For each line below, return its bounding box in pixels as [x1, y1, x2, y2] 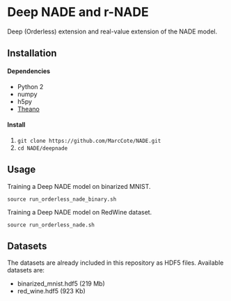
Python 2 [17, 82, 44, 91]
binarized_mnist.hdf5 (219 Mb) [17, 279, 106, 288]
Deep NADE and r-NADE [7, 4, 149, 20]
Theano [17, 105, 40, 113]
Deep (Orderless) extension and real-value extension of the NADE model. [7, 27, 218, 36]
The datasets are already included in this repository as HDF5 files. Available [7, 258, 224, 267]
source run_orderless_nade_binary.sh [7, 196, 117, 203]
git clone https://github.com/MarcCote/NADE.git [17, 137, 161, 144]
